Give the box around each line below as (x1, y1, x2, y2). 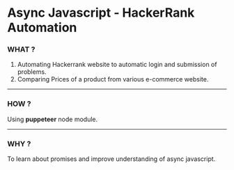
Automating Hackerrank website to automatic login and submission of (17, 61, 217, 69)
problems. (17, 68, 47, 76)
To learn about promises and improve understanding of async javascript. (7, 155, 216, 163)
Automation (7, 20, 77, 36)
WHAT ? (7, 45, 36, 54)
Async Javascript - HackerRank (7, 5, 195, 21)
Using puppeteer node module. (7, 115, 98, 123)
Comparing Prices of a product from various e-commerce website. (17, 75, 209, 84)
